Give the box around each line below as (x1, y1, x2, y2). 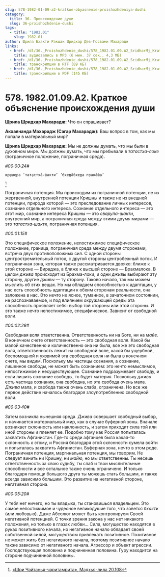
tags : (5, 26, 16, 30)
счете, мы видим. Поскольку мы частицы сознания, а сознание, (5, 358, 140, 364)
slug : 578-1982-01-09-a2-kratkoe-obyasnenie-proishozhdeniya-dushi (5, 7, 146, 12)
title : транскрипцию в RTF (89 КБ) (14, 62, 87, 67)
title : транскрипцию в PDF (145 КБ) (14, 71, 89, 76)
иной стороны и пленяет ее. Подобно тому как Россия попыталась (5, 429, 146, 435)
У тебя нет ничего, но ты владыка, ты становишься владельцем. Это (5, 500, 149, 506)
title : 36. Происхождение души (9, 16, 74, 21)
